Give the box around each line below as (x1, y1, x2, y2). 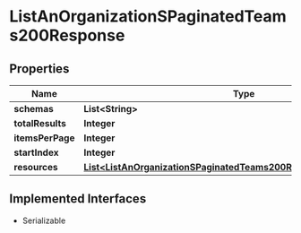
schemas (13, 103, 54, 115)
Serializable (21, 215, 66, 226)
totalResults (13, 117, 67, 129)
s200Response (9, 25, 125, 46)
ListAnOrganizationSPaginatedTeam (9, 6, 287, 27)
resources (13, 161, 58, 173)
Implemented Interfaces (9, 191, 147, 207)
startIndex (13, 146, 59, 159)
